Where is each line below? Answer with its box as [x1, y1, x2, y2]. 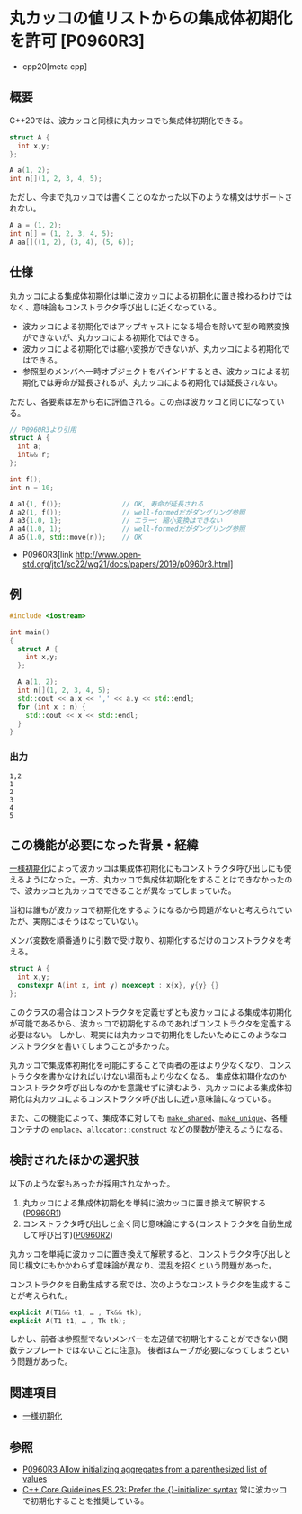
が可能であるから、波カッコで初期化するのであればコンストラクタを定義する [9, 1017, 292, 1028]
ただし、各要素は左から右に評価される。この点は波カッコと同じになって [9, 396, 277, 407]
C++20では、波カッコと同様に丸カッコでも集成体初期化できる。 [9, 114, 248, 126]
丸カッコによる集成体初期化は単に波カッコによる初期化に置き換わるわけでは [9, 290, 293, 301]
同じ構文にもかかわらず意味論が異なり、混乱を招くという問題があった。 [9, 1259, 277, 1270]
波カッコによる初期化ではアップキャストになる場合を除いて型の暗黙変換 [22, 320, 290, 331]
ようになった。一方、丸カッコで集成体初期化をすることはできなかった [24, 874, 285, 885]
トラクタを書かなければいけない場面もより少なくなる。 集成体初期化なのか [9, 1071, 288, 1081]
